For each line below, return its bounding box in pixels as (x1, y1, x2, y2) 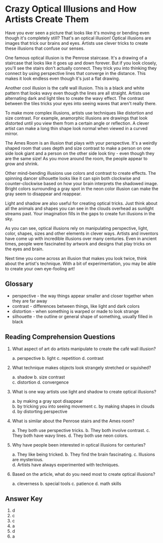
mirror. (5, 131, 18, 136)
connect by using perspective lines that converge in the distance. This (5, 70, 146, 76)
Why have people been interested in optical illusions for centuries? (12, 442, 146, 448)
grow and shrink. (5, 161, 39, 167)
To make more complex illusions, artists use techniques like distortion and (5, 110, 153, 115)
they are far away (12, 298, 48, 304)
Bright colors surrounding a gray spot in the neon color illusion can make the (5, 186, 159, 191)
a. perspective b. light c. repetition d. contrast (12, 355, 104, 361)
